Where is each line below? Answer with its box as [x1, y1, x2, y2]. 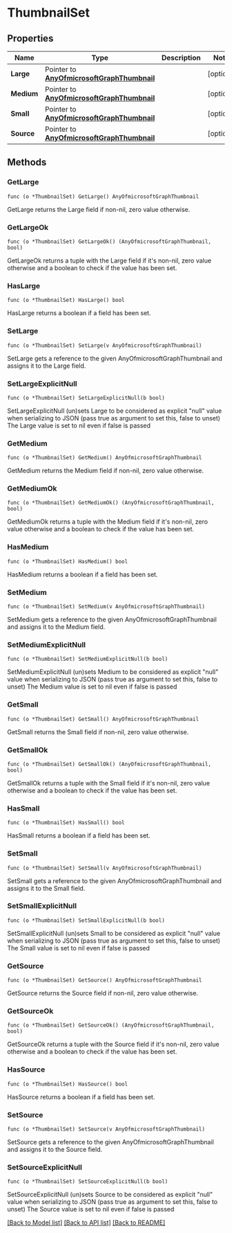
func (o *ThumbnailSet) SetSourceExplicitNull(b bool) [7, 1178, 168, 1185]
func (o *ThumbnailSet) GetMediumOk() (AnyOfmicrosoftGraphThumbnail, [7, 499, 215, 506]
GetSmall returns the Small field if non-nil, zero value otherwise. [7, 727, 189, 736]
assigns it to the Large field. [7, 362, 86, 370]
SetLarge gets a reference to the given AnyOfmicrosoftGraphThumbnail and [7, 354, 223, 362]
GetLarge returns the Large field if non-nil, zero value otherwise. [7, 205, 191, 213]
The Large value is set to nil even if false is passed [7, 421, 151, 429]
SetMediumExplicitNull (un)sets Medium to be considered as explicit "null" [7, 668, 219, 676]
